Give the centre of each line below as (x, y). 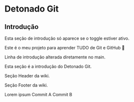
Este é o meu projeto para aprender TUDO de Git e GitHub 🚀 (65, 48)
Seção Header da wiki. (27, 76)
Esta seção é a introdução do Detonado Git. (48, 66)
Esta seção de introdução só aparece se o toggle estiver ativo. (67, 38)
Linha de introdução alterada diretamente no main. (55, 57)
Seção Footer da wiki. (26, 85)
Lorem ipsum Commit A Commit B (38, 95)
